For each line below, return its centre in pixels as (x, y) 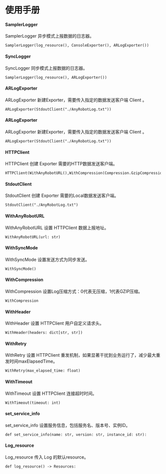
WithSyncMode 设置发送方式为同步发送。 (47, 259)
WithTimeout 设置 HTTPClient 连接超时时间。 (51, 393)
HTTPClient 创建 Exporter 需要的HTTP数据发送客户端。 (61, 164)
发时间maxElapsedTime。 (31, 361)
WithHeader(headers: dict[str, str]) (44, 333)
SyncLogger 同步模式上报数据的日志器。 (46, 68)
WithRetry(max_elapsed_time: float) (43, 371)
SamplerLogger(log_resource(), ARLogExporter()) (56, 77)
